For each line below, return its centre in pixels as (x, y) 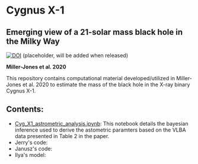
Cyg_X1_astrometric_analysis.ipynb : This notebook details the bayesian (101, 123)
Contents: (25, 109)
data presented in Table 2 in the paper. (62, 136)
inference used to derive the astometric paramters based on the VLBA (100, 130)
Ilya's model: (30, 155)
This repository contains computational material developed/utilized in (91, 78)
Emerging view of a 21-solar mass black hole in (94, 32)
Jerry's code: (31, 142)
